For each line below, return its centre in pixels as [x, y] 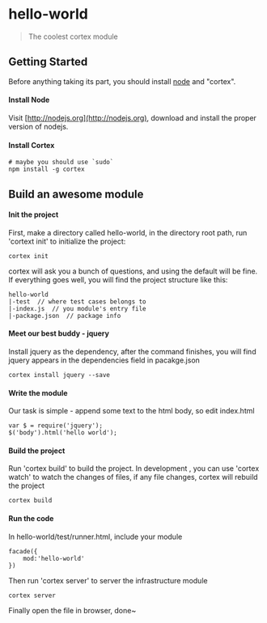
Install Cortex [32, 145]
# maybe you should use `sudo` [61, 163]
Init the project [34, 214]
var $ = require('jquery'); [56, 426]
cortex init [28, 256]
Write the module [38, 392]
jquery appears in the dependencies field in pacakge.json [104, 360]
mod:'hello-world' [54, 558]
